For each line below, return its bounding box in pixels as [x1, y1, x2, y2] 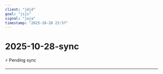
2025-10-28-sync [5, 41, 79, 52]
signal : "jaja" [5, 16, 36, 21]
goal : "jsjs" [5, 12, 32, 16]
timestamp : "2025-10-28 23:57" [5, 20, 68, 25]
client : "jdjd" [5, 7, 36, 12]
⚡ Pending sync [5, 57, 36, 63]
